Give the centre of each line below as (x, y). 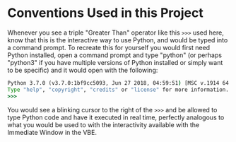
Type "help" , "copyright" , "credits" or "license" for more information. (118, 90)
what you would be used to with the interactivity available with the (104, 124)
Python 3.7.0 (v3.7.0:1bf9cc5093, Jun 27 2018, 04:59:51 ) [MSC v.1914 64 (118, 83)
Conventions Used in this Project (105, 13)
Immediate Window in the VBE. (52, 132)
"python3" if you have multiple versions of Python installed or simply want (115, 62)
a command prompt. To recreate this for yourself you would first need (109, 47)
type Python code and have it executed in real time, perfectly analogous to (116, 117)
